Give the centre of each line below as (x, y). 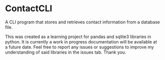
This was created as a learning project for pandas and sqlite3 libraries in (78, 37)
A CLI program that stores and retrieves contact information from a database (82, 22)
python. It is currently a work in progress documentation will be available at (81, 41)
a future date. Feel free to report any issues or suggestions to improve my (80, 47)
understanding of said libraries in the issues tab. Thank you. (66, 52)
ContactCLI (29, 9)
